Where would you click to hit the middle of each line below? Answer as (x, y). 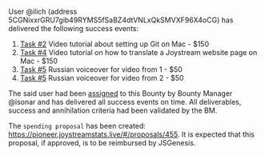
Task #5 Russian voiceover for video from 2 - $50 (102, 78)
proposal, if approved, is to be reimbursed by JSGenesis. (102, 143)
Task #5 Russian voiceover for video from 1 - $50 (101, 70)
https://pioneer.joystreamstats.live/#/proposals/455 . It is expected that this (131, 134)
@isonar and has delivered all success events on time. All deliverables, (125, 102)
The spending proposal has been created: (77, 126)
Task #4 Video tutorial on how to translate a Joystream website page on (139, 52)
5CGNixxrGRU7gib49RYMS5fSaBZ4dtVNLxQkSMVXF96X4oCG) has (121, 20)
